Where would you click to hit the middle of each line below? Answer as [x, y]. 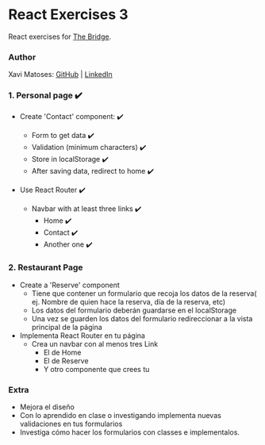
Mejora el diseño [47, 407]
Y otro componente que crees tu [96, 369]
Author [22, 57]
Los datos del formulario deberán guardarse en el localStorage [134, 310]
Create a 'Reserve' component [70, 285]
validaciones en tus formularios [71, 424]
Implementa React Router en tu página [82, 336]
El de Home [62, 352]
